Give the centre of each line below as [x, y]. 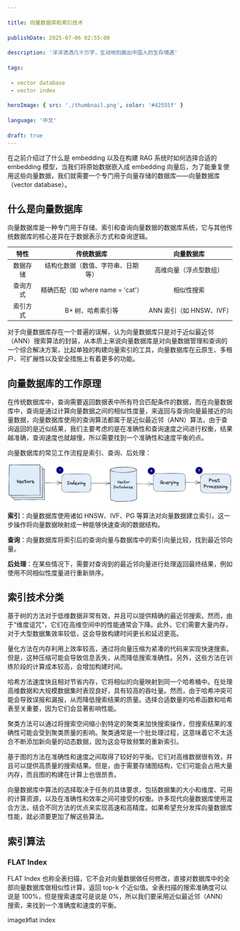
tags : [15, 68]
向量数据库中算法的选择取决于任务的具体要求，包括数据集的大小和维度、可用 [120, 790]
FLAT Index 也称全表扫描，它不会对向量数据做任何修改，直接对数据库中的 [115, 879]
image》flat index [31, 920]
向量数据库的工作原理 [54, 383]
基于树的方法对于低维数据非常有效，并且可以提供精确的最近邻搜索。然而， [117, 616]
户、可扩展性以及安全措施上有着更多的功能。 [73, 359]
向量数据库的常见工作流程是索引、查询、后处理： [79, 453]
